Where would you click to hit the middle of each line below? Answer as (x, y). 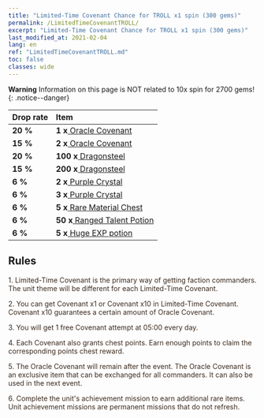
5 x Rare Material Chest (99, 207)
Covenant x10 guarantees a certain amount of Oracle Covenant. (112, 312)
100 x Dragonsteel (91, 156)
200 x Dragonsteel (91, 169)
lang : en (22, 45)
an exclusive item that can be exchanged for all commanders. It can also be (131, 375)
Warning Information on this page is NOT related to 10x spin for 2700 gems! (131, 89)
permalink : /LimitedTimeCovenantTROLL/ (74, 23)
